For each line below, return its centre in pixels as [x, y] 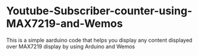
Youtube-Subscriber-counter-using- [99, 11]
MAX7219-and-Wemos [65, 24]
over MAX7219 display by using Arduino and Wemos [71, 46]
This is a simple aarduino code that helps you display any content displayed [99, 40]
